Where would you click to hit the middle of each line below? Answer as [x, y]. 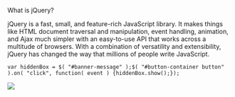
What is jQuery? [31, 10]
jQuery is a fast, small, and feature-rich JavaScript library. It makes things [115, 24]
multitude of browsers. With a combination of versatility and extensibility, [114, 46]
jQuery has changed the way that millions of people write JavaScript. [109, 54]
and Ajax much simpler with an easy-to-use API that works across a [107, 39]
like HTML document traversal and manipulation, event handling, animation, [118, 32]
